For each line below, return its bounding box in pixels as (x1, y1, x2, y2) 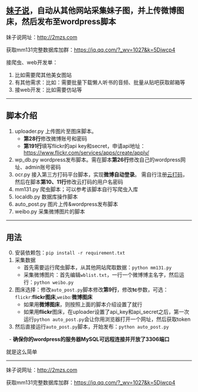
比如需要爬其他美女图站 (14, 71, 72, 78)
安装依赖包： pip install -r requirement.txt (14, 249, 126, 256)
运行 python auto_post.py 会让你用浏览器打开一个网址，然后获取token (23, 316, 191, 323)
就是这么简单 (6, 348, 37, 355)
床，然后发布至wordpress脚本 (6, 17, 117, 27)
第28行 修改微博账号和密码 (23, 135, 87, 142)
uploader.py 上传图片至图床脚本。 (14, 127, 97, 134)
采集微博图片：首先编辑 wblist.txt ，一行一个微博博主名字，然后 (23, 271, 180, 278)
